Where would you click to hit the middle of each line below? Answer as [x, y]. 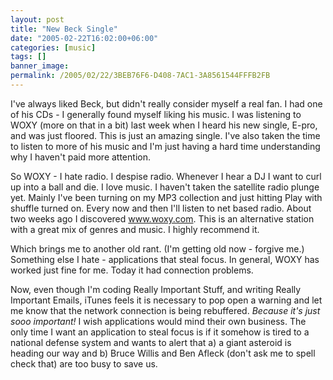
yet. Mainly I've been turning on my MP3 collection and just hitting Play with [166, 197]
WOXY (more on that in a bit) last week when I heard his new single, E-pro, [164, 125]
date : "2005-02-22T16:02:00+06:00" [84, 38]
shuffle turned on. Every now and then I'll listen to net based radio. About [161, 208]
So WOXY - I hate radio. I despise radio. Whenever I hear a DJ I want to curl [166, 176]
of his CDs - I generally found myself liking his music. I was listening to [156, 114]
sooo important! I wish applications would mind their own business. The [158, 321]
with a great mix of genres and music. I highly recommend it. [135, 229]
